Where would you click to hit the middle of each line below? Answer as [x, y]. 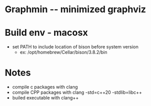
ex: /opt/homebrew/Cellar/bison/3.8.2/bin [63, 52]
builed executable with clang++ [45, 98]
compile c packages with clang [45, 87]
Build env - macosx [46, 33]
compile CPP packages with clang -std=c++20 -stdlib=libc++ [77, 92]
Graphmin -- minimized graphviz [75, 9]
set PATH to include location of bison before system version [75, 47]
